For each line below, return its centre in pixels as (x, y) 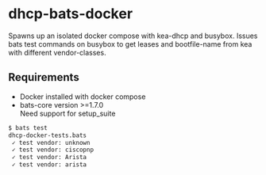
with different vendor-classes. (57, 52)
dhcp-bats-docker (71, 14)
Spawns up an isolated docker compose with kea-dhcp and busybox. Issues (133, 36)
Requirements (44, 77)
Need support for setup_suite (67, 113)
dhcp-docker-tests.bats (48, 135)
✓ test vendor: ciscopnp (52, 150)
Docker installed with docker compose (83, 97)
